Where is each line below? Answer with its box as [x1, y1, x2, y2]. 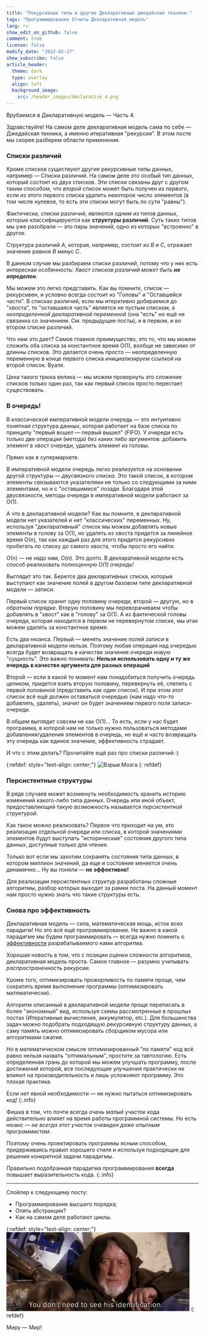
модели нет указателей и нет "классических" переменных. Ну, [6, 516, 171, 524]
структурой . [6, 809, 38, 817]
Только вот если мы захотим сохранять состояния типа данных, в [6, 853, 179, 860]
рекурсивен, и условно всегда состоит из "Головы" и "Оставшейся [6, 291, 182, 298]
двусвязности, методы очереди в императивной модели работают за [6, 491, 189, 499]
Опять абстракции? [15, 1207, 67, 1215]
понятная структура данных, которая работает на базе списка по [6, 422, 178, 429]
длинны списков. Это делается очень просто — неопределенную [6, 348, 178, 356]
